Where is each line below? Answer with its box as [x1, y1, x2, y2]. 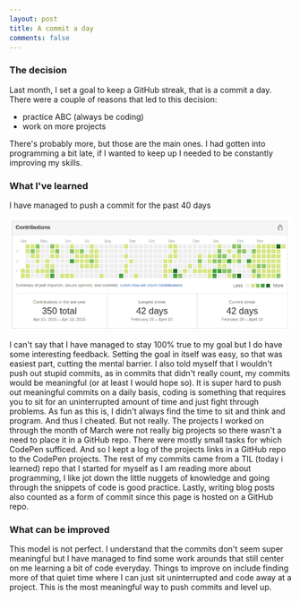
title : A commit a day [9, 23, 94, 33]
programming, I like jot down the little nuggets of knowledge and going [9, 472, 270, 483]
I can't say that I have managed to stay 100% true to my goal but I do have [9, 339, 283, 349]
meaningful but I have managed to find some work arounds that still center [9, 553, 285, 563]
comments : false [9, 33, 70, 42]
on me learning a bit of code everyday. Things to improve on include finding [9, 562, 289, 573]
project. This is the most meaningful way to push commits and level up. [9, 581, 272, 592]
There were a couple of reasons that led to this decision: [9, 94, 218, 105]
